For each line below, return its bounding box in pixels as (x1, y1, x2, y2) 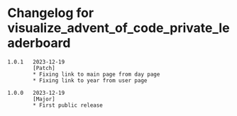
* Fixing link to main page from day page (33, 71, 160, 78)
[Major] (33, 95, 55, 103)
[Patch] (33, 64, 55, 71)
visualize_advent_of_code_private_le (7, 20, 230, 36)
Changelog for (7, 5, 94, 21)
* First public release (33, 101, 103, 109)
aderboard (7, 35, 71, 51)
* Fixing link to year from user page (33, 76, 148, 84)
